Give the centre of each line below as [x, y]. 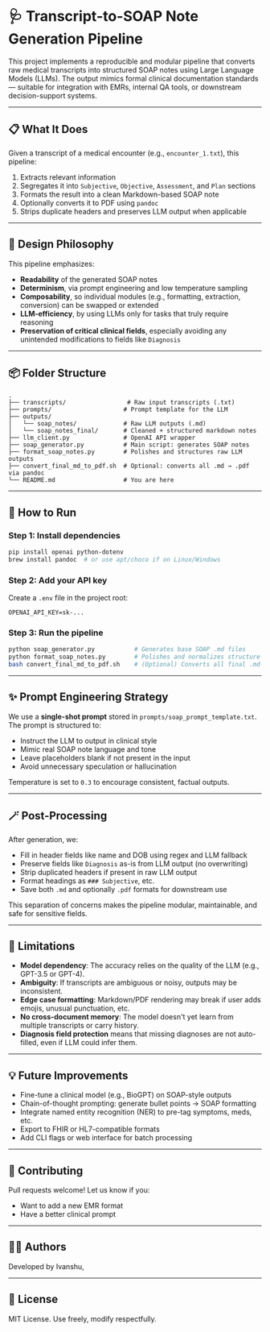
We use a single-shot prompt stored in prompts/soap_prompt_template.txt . [133, 716]
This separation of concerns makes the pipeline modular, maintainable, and [133, 905]
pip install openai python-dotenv [66, 552]
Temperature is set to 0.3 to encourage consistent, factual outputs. [119, 782]
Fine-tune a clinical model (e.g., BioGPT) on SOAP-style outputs [125, 1095]
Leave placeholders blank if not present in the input [105, 757]
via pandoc [27, 473]
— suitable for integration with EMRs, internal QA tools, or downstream [125, 87]
